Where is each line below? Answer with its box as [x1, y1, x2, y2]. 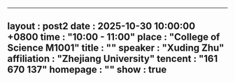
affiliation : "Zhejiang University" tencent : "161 [7, 53, 218, 65]
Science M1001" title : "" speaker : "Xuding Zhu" [7, 42, 225, 54]
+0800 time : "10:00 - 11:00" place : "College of [7, 31, 220, 43]
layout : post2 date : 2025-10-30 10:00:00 [7, 20, 196, 32]
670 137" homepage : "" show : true [7, 64, 167, 76]
